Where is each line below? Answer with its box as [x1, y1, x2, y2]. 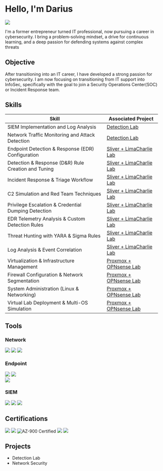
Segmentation [7, 277, 40, 284]
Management [7, 263, 38, 270]
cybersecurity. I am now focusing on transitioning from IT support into [5, 76, 145, 82]
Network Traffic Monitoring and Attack [7, 131, 95, 138]
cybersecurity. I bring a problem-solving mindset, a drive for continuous [5, 34, 149, 39]
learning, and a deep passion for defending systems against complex [5, 39, 143, 45]
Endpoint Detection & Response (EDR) [7, 145, 95, 152]
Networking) [7, 291, 36, 298]
